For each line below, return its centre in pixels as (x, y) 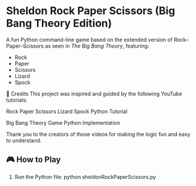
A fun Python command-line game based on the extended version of (89, 39)
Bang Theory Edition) (59, 23)
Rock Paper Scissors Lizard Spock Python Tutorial (67, 111)
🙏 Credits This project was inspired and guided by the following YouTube (94, 94)
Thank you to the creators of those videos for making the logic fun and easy (98, 134)
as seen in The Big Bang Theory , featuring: (97, 46)
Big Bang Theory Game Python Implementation (63, 122)
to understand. (24, 140)
